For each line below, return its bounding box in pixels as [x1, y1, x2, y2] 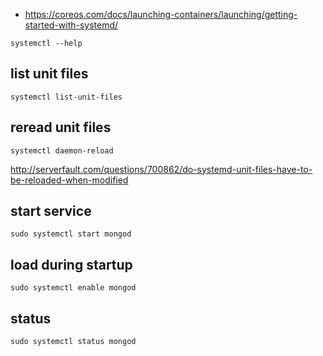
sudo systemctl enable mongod [10, 283, 137, 293]
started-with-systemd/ [24, 19, 119, 31]
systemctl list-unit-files [10, 92, 123, 102]
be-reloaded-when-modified [10, 174, 129, 186]
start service [10, 203, 92, 220]
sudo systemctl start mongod [10, 229, 132, 239]
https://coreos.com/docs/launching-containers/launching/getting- [24, 9, 298, 20]
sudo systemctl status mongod [10, 337, 137, 347]
